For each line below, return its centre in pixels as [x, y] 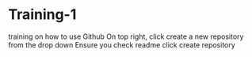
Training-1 [42, 15]
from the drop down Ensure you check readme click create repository [122, 44]
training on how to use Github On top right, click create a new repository [126, 36]
